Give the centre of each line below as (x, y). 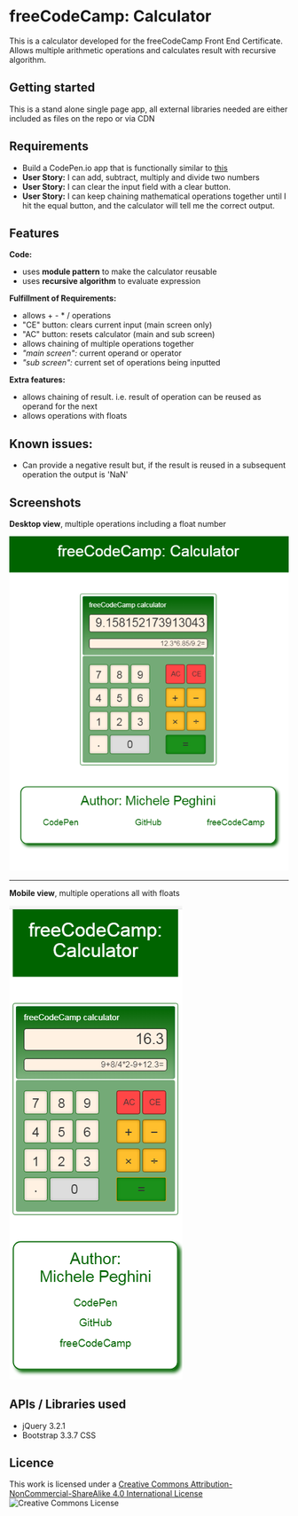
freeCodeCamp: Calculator (110, 16)
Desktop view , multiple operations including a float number (118, 524)
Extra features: (37, 380)
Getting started (52, 87)
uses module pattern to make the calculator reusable (119, 271)
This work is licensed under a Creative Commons (99, 1484)
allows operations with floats (74, 416)
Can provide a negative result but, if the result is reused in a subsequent (154, 465)
